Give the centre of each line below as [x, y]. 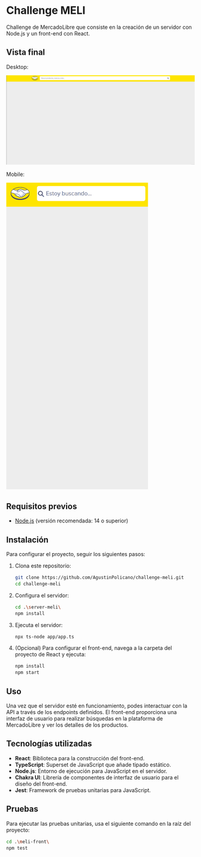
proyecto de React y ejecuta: [50, 655]
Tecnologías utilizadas [49, 744]
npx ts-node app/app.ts [45, 637]
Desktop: [17, 67]
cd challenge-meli [38, 584]
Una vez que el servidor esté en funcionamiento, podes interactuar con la [97, 706]
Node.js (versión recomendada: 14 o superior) [71, 521]
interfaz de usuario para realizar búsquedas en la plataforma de [85, 719]
